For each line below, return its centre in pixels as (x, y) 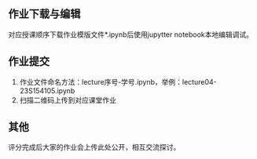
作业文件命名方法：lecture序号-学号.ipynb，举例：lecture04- (118, 81)
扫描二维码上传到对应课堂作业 (68, 99)
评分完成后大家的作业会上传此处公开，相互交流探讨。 (94, 147)
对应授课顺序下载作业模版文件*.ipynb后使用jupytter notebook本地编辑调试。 (131, 34)
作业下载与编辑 (44, 14)
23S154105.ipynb (47, 90)
